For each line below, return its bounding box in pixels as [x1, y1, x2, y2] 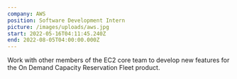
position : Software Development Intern [7, 17, 126, 24]
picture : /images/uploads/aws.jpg [7, 23, 110, 30]
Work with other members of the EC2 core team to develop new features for [7, 56, 230, 64]
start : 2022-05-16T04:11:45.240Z [7, 30, 106, 37]
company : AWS [7, 10, 46, 18]
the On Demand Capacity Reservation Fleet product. [7, 63, 160, 72]
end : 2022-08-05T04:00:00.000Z [7, 37, 100, 44]
